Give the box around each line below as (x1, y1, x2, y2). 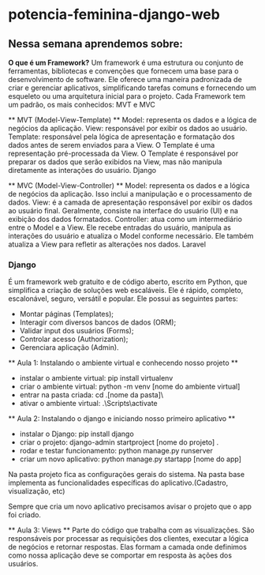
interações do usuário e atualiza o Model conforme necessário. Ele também (8, 231, 254, 240)
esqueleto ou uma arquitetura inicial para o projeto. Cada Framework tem (8, 92, 246, 100)
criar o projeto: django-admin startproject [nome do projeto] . (19, 438, 219, 447)
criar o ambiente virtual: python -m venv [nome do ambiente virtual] (19, 381, 241, 392)
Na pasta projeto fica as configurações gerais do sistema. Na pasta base (8, 470, 245, 479)
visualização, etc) (8, 487, 65, 496)
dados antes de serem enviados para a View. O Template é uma (8, 141, 215, 149)
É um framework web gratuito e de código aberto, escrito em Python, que (8, 277, 248, 287)
